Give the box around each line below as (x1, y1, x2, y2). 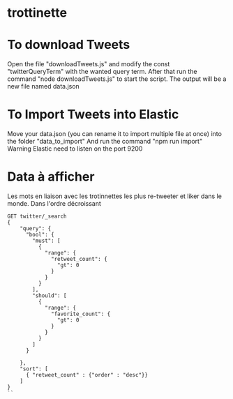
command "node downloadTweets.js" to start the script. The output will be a (7, 75, 227, 83)
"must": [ (32, 237, 61, 244)
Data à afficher (7, 169, 95, 185)
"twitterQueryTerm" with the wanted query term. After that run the (7, 68, 197, 76)
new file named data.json (7, 82, 80, 91)
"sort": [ (20, 366, 49, 372)
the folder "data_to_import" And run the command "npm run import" (7, 137, 203, 146)
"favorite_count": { (51, 310, 111, 317)
